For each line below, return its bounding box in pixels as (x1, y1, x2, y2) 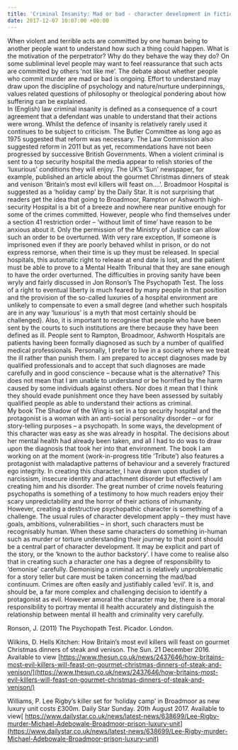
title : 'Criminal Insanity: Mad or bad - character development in (7, 10, 211, 18)
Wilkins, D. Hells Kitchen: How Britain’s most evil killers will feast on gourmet (7, 637, 230, 646)
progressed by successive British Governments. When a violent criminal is (7, 150, 225, 158)
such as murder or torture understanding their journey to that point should (7, 534, 223, 543)
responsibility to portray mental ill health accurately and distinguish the (7, 602, 215, 611)
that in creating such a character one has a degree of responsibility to (7, 557, 211, 565)
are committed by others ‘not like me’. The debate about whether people (7, 67, 218, 75)
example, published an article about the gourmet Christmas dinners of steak (7, 172, 229, 181)
